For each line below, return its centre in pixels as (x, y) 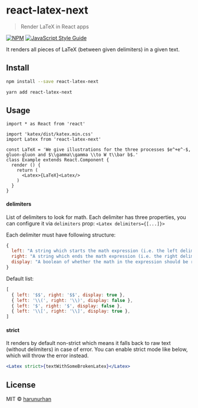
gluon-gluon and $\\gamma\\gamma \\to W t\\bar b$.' (72, 155)
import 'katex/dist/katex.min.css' (50, 134)
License (21, 385)
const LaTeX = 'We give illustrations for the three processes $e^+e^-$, (99, 150)
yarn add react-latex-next (39, 92)
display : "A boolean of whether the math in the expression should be (100, 262)
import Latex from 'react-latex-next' (54, 140)
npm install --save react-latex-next (52, 81)
